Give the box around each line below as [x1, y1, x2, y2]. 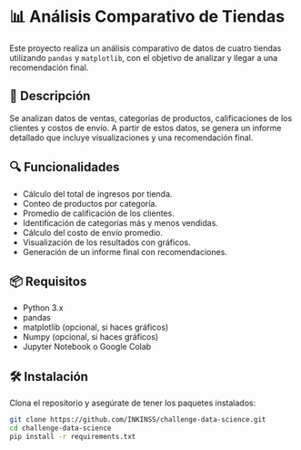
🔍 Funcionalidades [9, 159, 120, 175]
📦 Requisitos [9, 273, 87, 289]
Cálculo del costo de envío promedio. [22, 227, 164, 238]
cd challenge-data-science [9, 424, 112, 433]
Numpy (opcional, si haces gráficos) [22, 332, 159, 343]
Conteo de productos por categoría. [22, 198, 157, 209]
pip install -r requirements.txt [9, 432, 136, 441]
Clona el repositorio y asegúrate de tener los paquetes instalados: [9, 397, 256, 409]
